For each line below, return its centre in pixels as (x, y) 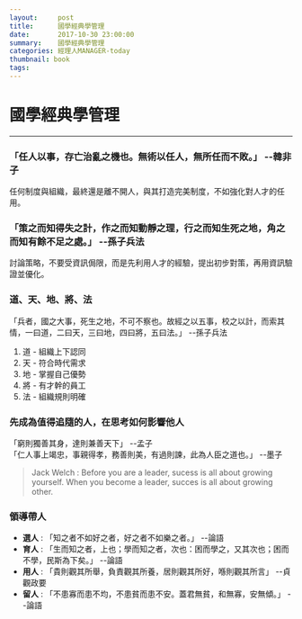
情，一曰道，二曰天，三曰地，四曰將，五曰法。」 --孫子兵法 (118, 332)
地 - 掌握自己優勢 (54, 373)
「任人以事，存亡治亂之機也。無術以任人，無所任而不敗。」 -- (142, 157)
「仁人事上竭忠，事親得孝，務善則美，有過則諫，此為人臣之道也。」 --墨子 (146, 454)
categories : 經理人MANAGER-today (70, 51)
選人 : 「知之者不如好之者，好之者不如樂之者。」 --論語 (123, 538)
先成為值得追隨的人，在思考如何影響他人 (97, 422)
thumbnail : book (40, 59)
